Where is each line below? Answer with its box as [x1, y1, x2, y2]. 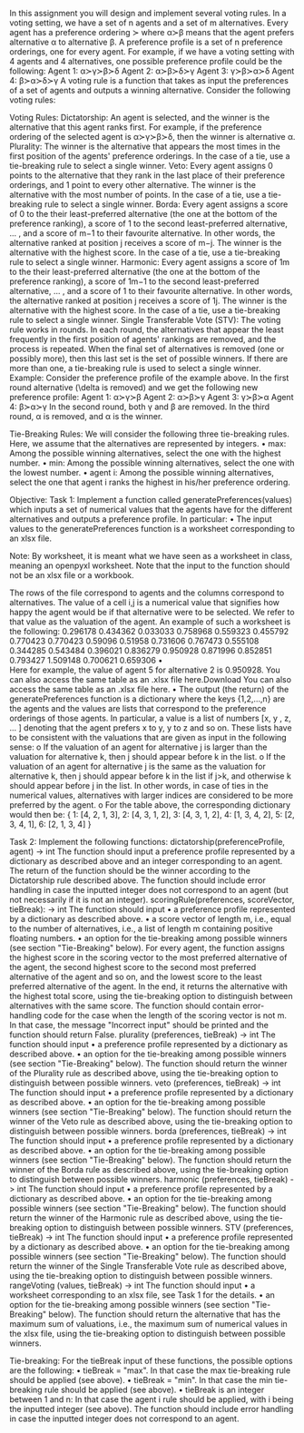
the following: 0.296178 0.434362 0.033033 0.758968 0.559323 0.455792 [9, 626, 289, 636]
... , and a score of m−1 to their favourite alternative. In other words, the [9, 228, 276, 239]
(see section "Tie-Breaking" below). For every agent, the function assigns [9, 943, 286, 953]
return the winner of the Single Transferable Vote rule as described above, [9, 1261, 288, 1271]
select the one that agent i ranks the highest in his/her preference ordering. [9, 476, 290, 487]
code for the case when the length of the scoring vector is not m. [44, 1010, 288, 1020]
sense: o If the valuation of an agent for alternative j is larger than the [9, 741, 268, 752]
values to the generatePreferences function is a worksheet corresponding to [9, 524, 295, 534]
